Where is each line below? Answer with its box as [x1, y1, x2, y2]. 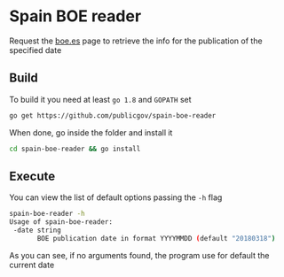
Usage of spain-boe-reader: [9, 218, 114, 227]
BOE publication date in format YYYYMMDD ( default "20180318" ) [36, 234, 276, 242]
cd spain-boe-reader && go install [9, 144, 141, 153]
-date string [12, 226, 62, 235]
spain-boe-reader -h [9, 210, 86, 219]
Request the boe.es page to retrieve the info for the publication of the [9, 35, 264, 46]
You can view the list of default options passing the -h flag [9, 192, 223, 203]
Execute [9, 168, 56, 183]
